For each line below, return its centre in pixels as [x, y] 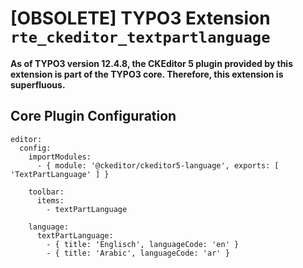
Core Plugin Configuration [93, 116]
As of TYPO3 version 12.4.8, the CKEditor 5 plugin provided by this [151, 63]
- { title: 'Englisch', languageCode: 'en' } [143, 244]
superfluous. [38, 84]
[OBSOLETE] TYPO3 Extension [140, 18]
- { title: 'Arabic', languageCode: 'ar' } [138, 253]
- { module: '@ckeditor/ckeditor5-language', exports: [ [158, 165]
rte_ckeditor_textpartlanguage [140, 37]
